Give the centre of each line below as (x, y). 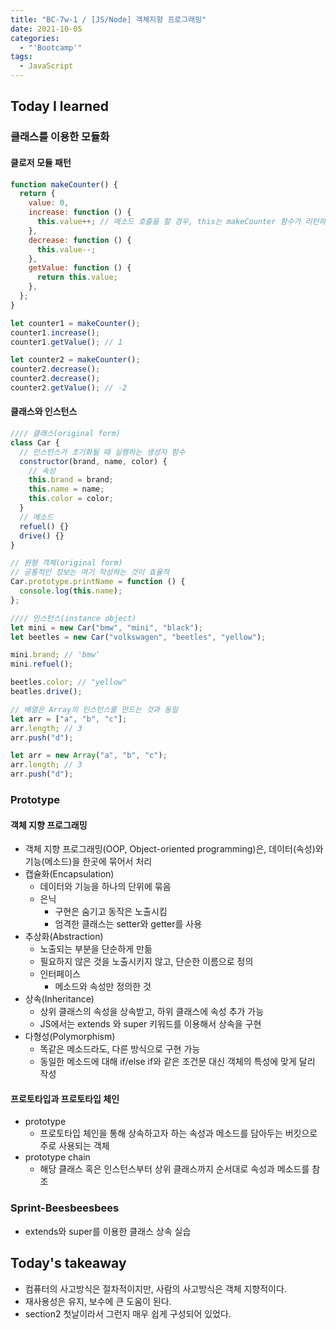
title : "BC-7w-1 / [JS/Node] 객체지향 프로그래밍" (108, 19)
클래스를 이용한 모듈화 (60, 137)
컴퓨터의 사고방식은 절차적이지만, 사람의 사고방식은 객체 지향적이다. (155, 1288)
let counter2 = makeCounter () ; (75, 360)
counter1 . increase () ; (55, 332)
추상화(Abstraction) (64, 937)
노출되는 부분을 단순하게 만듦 (96, 949)
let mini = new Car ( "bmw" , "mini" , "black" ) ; (106, 627)
